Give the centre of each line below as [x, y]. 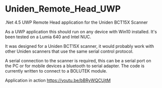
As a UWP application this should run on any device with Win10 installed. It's [81, 31]
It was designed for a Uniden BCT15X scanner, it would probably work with [80, 46]
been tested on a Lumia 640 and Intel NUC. [48, 37]
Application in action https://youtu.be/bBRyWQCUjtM [58, 80]
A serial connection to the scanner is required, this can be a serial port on [78, 60]
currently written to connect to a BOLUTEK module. [56, 71]
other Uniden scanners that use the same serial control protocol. [69, 51]
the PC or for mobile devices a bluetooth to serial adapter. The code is [75, 66]
